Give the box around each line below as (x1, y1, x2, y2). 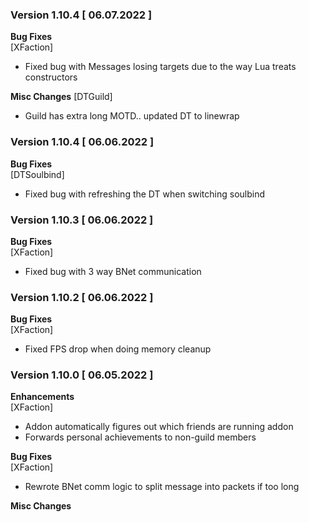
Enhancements (10, 391, 75, 403)
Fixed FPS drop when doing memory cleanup (24, 343, 212, 355)
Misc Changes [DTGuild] (10, 91, 113, 103)
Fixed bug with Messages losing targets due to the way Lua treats (24, 61, 297, 73)
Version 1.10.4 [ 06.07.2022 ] (10, 8, 153, 22)
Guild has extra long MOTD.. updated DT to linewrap (24, 110, 240, 122)
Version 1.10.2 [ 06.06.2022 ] (10, 290, 154, 304)
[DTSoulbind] (10, 168, 65, 180)
